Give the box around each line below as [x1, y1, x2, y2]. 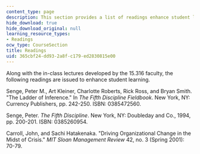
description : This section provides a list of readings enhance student [6, 14, 190, 20]
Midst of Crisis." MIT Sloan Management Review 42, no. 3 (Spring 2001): [6, 135, 185, 143]
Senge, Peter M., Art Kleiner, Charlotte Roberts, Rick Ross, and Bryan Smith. [6, 87, 192, 94]
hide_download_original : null [6, 25, 82, 32]
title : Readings [6, 48, 46, 54]
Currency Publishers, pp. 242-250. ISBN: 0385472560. [6, 100, 142, 107]
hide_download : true [6, 20, 58, 26]
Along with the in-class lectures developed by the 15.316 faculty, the [6, 69, 174, 76]
